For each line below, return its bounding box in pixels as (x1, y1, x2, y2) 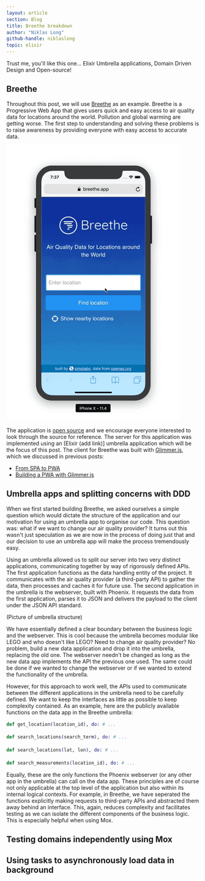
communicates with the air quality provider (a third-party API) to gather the (6, 575, 195, 583)
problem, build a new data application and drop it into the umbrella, (6, 645, 176, 652)
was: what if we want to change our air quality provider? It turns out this (6, 524, 188, 532)
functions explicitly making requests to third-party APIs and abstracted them (6, 797, 199, 804)
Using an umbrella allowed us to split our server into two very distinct (6, 556, 181, 563)
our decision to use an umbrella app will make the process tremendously (6, 538, 190, 545)
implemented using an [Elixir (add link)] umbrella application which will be (6, 440, 192, 447)
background (6, 864, 54, 875)
